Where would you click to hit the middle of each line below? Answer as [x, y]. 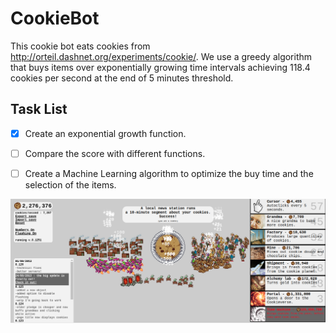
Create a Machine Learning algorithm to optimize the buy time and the [169, 173]
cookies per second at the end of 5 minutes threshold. [122, 78]
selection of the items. [70, 184]
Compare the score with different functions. [115, 153]
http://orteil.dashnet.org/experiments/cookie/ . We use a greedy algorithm [161, 56]
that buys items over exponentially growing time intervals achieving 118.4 [160, 67]
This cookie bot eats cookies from [80, 46]
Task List [39, 109]
